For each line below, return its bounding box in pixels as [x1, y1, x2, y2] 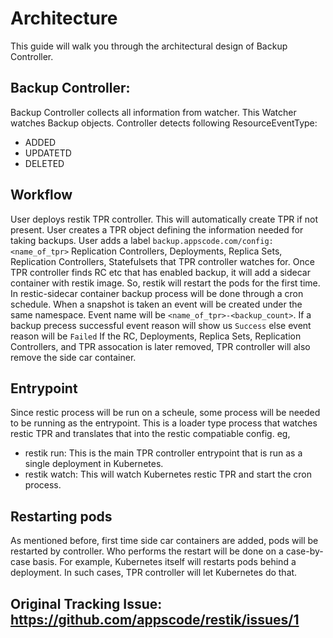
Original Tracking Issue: [10, 595, 163, 612]
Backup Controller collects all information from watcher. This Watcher [10, 106, 297, 118]
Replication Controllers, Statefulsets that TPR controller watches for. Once [10, 255, 315, 267]
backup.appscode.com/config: [152, 236, 274, 246]
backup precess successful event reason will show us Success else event [10, 319, 312, 331]
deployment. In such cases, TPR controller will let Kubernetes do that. [10, 567, 298, 579]
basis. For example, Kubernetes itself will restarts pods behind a [32, 556, 297, 568]
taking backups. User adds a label [10, 234, 151, 246]
